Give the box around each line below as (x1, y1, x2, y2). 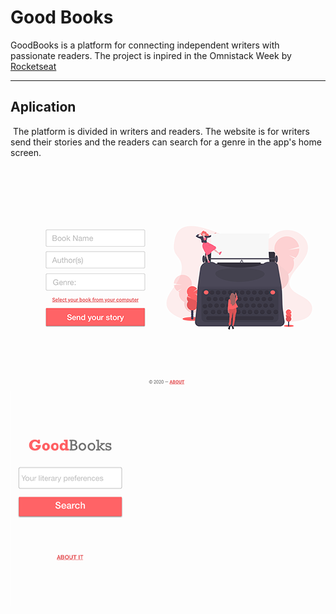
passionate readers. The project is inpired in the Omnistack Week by (10, 49, 292, 61)
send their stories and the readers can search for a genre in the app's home (10, 136, 322, 148)
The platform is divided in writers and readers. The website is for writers (12, 125, 311, 137)
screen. (10, 146, 42, 158)
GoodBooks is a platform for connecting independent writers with (10, 39, 280, 51)
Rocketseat (10, 60, 57, 72)
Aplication (10, 99, 77, 116)
